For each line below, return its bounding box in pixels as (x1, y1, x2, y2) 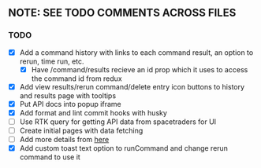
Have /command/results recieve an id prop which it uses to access (31, 64, 248, 74)
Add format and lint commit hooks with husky (19, 108, 168, 117)
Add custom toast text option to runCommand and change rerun (19, 144, 229, 153)
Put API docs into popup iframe (19, 99, 122, 108)
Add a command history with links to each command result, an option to (19, 47, 254, 57)
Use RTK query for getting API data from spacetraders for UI (19, 117, 217, 126)
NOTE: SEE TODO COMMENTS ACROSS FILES (8, 6, 237, 20)
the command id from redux (31, 74, 122, 83)
